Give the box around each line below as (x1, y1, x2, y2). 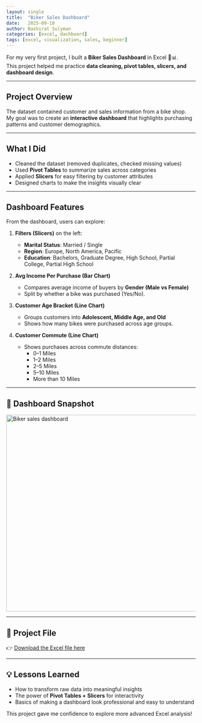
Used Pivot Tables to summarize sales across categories (14, 166, 156, 174)
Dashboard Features (6, 202, 84, 213)
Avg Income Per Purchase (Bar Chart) (14, 272, 111, 280)
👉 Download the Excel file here (6, 644, 85, 651)
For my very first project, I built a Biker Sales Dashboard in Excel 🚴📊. (6, 54, 179, 61)
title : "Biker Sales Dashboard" (6, 14, 90, 20)
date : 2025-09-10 (6, 20, 55, 26)
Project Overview (6, 92, 73, 102)
